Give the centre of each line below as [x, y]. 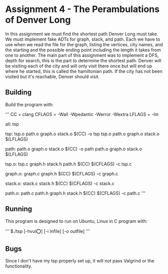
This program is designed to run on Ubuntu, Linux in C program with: [76, 221]
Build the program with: [29, 105]
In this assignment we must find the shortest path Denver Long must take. [82, 34]
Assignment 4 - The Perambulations [82, 9]
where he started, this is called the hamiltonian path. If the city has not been [84, 71]
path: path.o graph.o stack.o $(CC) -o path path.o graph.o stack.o [74, 149]
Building [18, 92]
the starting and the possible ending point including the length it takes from [83, 50]
